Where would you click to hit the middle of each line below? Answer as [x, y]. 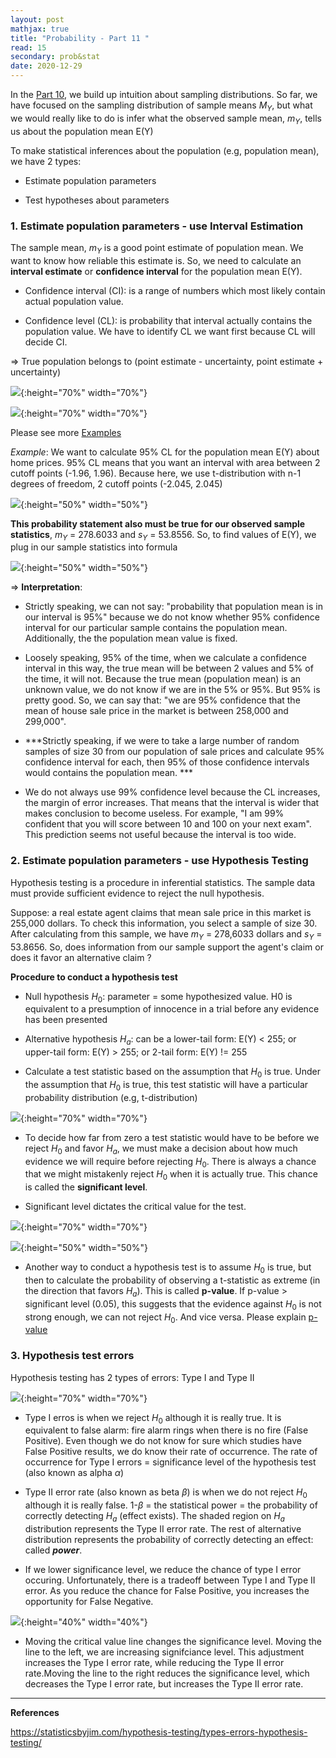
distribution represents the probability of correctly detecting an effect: [169, 1540]
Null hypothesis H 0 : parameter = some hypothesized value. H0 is [158, 997]
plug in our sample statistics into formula [94, 547]
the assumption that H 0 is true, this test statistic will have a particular [166, 1085]
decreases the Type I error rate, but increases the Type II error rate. [164, 1684]
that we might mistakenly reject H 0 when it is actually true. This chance [171, 1175]
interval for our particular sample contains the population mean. [156, 628]
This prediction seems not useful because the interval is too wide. [160, 835]
